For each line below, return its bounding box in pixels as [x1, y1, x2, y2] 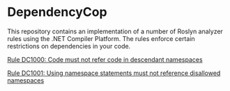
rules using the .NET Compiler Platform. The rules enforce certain [7, 34, 195, 42]
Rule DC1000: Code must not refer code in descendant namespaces [7, 55, 204, 63]
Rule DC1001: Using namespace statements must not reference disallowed [7, 69, 221, 77]
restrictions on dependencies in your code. [7, 42, 131, 50]
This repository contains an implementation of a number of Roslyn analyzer [7, 27, 223, 35]
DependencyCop [7, 4, 107, 20]
